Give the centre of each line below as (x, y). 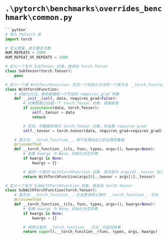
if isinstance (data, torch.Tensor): (61, 108)
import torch (19, 39)
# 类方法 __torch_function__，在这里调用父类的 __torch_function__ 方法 (86, 195)
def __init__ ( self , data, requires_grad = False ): (66, 99)
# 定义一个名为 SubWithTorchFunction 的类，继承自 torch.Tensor (69, 186)
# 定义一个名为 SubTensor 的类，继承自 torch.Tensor (57, 66)
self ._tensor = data (53, 113)
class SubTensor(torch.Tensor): (39, 71)
